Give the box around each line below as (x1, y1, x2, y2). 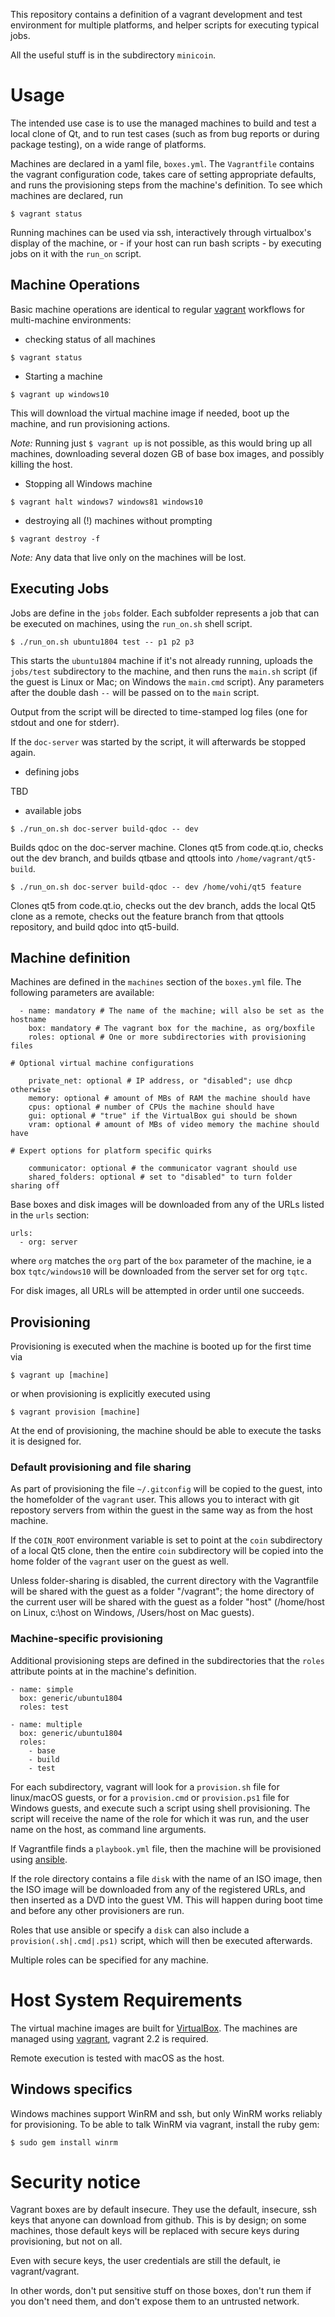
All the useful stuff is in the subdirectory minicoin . (10, 49, 217, 61)
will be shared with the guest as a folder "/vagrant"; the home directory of (10, 1585, 315, 1598)
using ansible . (10, 1853, 68, 1865)
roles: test (19, 1702, 70, 1712)
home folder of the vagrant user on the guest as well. (10, 1555, 229, 1568)
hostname (10, 1015, 47, 1025)
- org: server (19, 1237, 78, 1248)
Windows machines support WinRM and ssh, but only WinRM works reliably (10, 2107, 323, 2119)
